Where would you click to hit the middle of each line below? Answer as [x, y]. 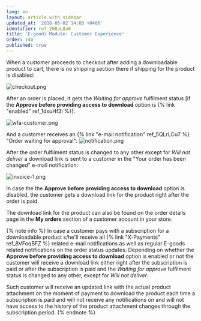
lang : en [17, 12]
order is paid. [22, 201]
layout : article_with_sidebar [44, 17]
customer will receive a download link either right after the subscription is [97, 262]
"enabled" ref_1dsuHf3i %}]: [41, 111]
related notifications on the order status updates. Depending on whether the [100, 250]
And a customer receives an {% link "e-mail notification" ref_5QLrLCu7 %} [98, 134]
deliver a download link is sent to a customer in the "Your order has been [96, 158]
